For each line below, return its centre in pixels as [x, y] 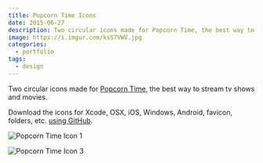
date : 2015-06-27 [37, 23]
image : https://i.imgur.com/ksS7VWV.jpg [75, 37]
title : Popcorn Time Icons [52, 15]
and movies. [28, 97]
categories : [27, 45]
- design [29, 67]
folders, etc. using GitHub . [51, 120]
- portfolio [35, 52]
